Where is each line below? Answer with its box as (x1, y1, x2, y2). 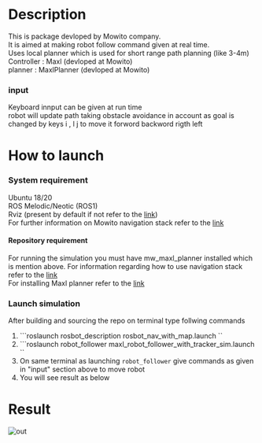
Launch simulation (8, 297, 81, 308)
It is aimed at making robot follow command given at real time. (8, 39, 210, 49)
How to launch (8, 147, 105, 164)
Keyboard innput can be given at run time (8, 102, 142, 112)
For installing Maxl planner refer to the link (8, 278, 145, 288)
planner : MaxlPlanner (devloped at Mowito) (8, 65, 150, 74)
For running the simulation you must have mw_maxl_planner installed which (8, 253, 253, 263)
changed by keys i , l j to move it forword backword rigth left (8, 120, 203, 129)
